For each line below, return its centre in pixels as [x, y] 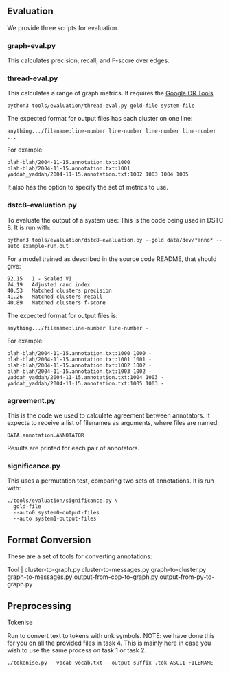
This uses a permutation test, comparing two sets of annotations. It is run [111, 481]
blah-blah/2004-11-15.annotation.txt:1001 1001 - [80, 359]
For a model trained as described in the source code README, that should [112, 259]
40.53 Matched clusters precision [59, 290]
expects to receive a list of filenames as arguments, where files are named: [113, 423]
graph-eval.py [32, 45]
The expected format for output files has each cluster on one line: [100, 119]
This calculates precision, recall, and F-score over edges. [88, 60]
